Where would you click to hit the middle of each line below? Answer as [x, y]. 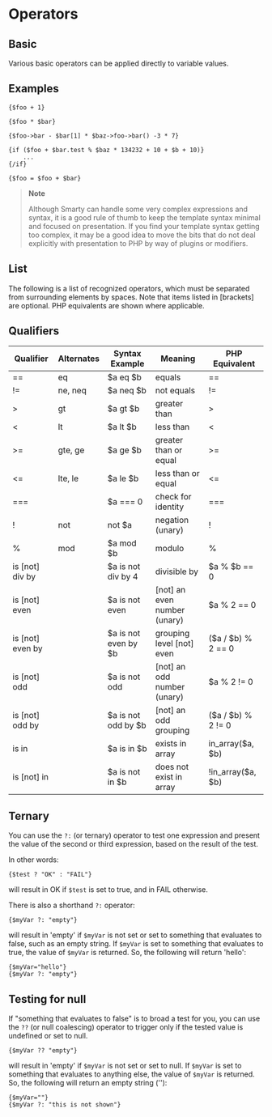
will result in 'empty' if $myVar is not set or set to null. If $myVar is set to [125, 1066]
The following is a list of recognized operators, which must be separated [129, 288]
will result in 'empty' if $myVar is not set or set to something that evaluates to [135, 935]
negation [172, 520]
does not [172, 767]
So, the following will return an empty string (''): [88, 1083]
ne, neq [72, 391]
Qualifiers [34, 331]
